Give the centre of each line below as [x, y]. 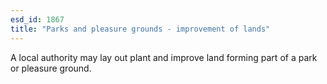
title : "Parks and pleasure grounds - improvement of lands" [140, 29]
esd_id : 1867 [37, 19]
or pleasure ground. [51, 68]
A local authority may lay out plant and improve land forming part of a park [164, 57]
